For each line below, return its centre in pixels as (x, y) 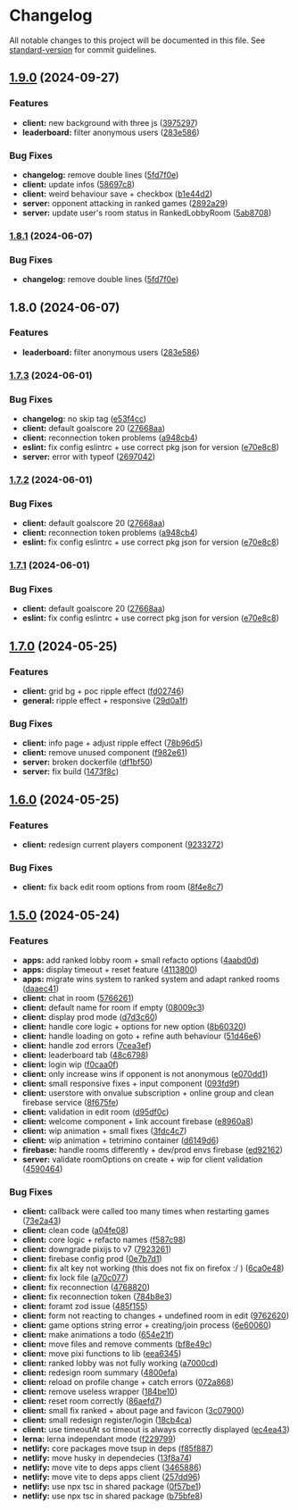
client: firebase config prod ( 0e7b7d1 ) (92, 1259)
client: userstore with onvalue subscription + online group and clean (148, 1093)
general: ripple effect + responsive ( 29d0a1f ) (105, 701)
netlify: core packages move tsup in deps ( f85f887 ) (118, 1448)
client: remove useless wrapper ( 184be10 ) (100, 1392)
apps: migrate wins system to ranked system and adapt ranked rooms (151, 980)
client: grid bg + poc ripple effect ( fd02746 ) (103, 691)
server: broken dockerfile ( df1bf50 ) (87, 762)
